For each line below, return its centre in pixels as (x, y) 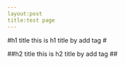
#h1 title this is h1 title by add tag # (57, 40)
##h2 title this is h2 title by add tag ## (63, 54)
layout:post (25, 14)
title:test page (31, 20)
